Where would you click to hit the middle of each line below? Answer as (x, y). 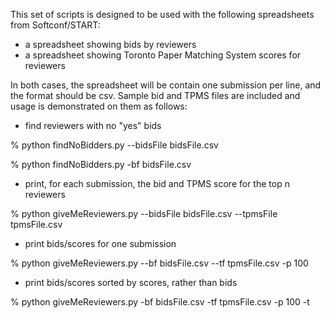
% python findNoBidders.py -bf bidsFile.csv (101, 164)
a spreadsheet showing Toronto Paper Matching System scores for (163, 55)
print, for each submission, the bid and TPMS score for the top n (157, 183)
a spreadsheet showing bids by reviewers (110, 44)
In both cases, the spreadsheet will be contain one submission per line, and (166, 85)
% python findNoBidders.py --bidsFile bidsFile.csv (114, 145)
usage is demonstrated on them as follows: (99, 106)
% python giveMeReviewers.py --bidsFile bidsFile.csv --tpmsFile (144, 213)
